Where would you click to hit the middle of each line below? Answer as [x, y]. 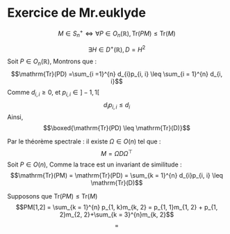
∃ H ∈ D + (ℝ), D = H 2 [117, 49]
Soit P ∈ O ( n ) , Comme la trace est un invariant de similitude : [95, 164]
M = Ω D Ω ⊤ [117, 153]
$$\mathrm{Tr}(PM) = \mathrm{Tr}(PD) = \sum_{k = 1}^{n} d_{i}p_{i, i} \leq [117, 175]
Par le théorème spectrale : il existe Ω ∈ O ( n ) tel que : [84, 141]
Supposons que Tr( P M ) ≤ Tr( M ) [52, 196]
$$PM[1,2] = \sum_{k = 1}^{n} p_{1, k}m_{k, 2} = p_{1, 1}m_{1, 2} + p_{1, [117, 208]
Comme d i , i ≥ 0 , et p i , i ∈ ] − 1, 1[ [53, 93]
